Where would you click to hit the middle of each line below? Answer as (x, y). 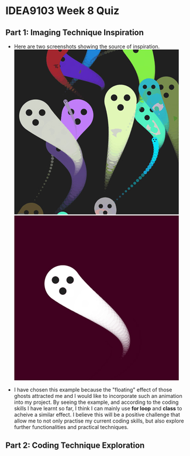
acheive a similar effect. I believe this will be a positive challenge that (97, 415)
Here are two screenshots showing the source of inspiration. (87, 46)
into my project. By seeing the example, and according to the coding (96, 402)
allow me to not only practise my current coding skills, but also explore (99, 421)
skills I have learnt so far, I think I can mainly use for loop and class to (98, 408)
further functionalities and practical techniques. (71, 427)
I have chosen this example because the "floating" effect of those (93, 390)
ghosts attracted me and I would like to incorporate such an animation (98, 396)
